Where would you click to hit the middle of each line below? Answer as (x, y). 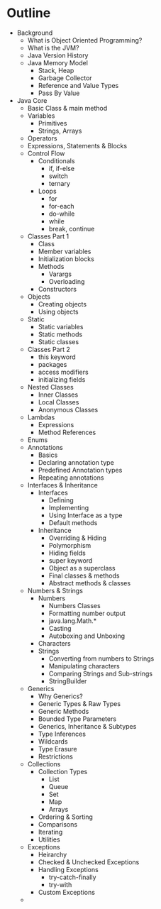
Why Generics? (60, 696)
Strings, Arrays (60, 131)
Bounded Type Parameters (77, 719)
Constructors (57, 289)
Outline (29, 13)
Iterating (50, 832)
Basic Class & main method (67, 108)
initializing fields (62, 379)
